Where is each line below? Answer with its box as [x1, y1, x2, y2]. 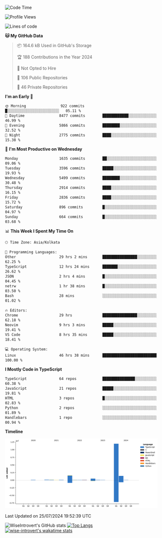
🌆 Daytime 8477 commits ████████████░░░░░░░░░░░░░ [5, 113, 157, 118]
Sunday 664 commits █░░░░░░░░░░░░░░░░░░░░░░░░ [5, 214, 157, 219]
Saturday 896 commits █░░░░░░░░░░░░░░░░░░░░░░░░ [5, 205, 157, 209]
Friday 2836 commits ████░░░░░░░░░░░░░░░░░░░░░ [5, 195, 157, 200]
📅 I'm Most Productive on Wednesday [5, 146, 82, 152]
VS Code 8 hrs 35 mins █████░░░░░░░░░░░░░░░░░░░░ [5, 332, 157, 337]
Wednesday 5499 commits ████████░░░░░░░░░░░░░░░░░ [5, 175, 157, 180]
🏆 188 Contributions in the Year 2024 [16, 54, 93, 60]
